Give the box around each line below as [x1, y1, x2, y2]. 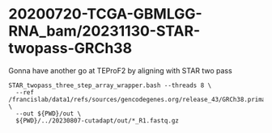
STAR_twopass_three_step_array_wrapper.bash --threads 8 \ [8, 81, 212, 89]
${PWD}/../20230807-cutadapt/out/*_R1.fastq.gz [15, 116, 180, 125]
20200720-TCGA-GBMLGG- [8, 5, 202, 23]
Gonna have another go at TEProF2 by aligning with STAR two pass [8, 65, 232, 75]
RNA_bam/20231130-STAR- [8, 22, 201, 40]
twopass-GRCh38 [8, 39, 132, 57]
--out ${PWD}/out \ [15, 110, 82, 118]
